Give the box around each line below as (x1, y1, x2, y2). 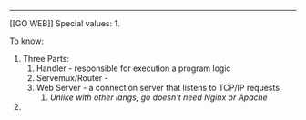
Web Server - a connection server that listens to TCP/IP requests (36, 83, 280, 93)
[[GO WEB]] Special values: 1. (9, 18, 120, 28)
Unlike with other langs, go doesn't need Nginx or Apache (49, 92, 269, 103)
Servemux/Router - (36, 73, 108, 83)
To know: (9, 35, 44, 46)
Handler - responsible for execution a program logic (36, 63, 231, 74)
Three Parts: (22, 54, 70, 64)
